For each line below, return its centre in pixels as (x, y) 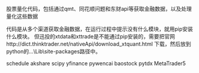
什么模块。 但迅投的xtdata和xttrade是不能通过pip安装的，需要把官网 (91, 36)
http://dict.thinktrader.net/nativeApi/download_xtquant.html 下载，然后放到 (99, 44)
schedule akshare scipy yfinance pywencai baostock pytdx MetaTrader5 (96, 63)
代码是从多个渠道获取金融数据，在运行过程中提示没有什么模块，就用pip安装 (100, 29)
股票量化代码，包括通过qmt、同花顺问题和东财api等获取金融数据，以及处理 (99, 9)
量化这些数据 (22, 16)
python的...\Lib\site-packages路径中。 (54, 51)
